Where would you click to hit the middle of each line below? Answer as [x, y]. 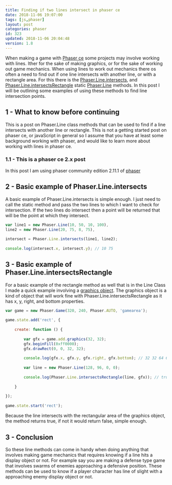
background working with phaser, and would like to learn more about [78, 141]
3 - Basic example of [39, 265]
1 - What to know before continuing [62, 112]
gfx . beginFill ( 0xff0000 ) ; [51, 344]
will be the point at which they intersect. [47, 215]
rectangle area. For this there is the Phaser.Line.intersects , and [71, 79]
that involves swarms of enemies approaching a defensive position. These [84, 466]
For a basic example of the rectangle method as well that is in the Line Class [85, 285]
